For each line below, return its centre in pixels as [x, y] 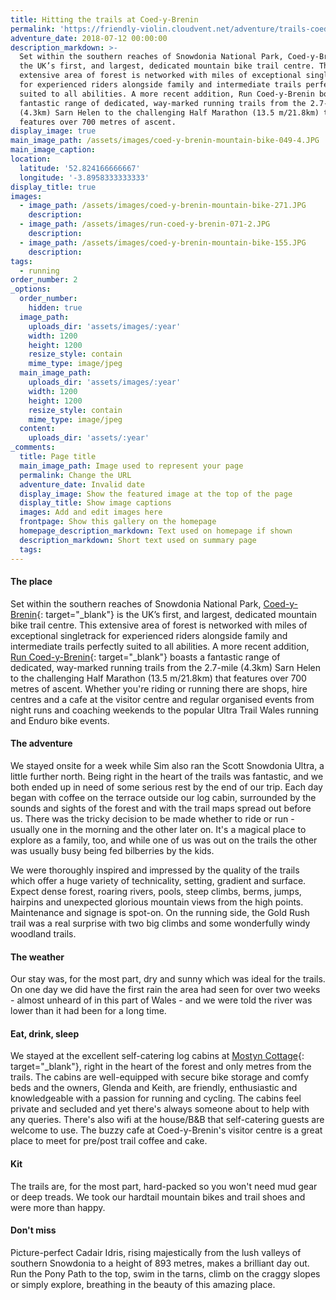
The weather [37, 957]
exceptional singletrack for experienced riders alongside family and [149, 635]
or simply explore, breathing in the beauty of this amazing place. [143, 1284]
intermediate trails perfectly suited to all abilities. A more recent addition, [160, 646]
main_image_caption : [53, 150]
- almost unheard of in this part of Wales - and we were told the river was [161, 1000]
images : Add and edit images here [91, 512]
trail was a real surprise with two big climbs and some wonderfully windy [160, 923]
